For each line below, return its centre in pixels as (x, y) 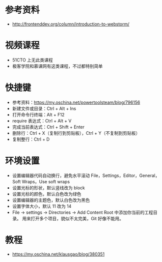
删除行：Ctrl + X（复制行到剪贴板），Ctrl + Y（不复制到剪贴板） (76, 133)
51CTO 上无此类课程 (32, 60)
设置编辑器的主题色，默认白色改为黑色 (51, 200)
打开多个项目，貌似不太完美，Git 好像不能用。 (77, 218)
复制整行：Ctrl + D (31, 139)
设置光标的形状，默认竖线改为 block (48, 188)
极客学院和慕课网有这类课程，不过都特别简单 (57, 66)
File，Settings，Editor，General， (125, 175)
